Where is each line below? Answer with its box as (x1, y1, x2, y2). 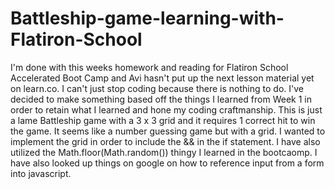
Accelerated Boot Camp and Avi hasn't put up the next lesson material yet (10, 72, 315, 84)
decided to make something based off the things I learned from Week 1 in (10, 93, 312, 105)
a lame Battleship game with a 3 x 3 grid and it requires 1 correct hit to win (10, 114, 316, 126)
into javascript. (10, 167, 72, 179)
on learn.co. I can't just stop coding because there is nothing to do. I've (10, 82, 304, 94)
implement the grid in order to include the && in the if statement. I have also (10, 135, 321, 147)
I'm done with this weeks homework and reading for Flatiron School (10, 61, 289, 73)
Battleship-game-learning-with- (10, 7, 285, 30)
